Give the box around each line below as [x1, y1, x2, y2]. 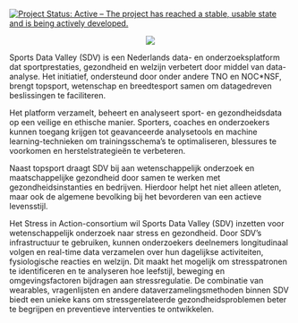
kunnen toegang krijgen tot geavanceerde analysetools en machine [9, 126, 258, 137]
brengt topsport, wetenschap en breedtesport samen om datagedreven [9, 81, 272, 91]
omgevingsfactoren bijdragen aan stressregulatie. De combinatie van [9, 276, 264, 285]
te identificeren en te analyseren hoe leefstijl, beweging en [9, 266, 226, 276]
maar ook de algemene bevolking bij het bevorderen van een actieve [9, 191, 262, 201]
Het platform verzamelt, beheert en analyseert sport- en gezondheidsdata [9, 107, 282, 118]
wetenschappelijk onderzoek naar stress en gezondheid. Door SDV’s [9, 228, 262, 238]
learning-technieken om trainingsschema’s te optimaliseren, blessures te [9, 136, 277, 147]
